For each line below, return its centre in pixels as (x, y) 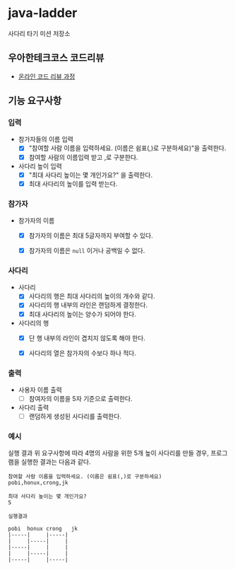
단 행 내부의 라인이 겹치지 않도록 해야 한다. (87, 338)
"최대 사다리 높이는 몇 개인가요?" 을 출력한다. (91, 175)
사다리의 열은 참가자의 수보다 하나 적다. (83, 353)
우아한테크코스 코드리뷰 (56, 58)
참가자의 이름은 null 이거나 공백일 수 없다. (87, 251)
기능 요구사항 (35, 101)
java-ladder (43, 13)
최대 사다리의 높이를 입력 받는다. (73, 184)
